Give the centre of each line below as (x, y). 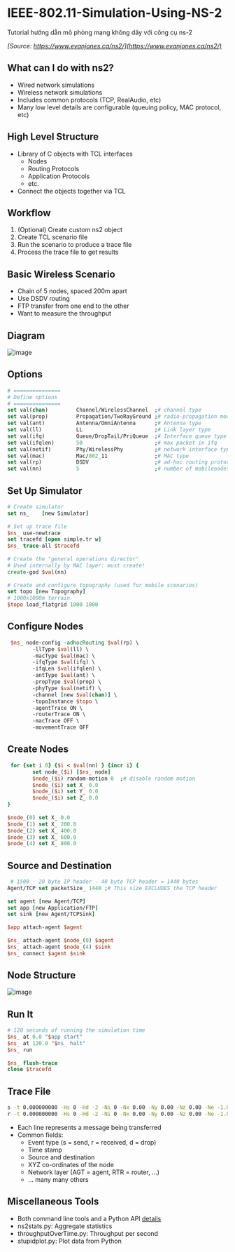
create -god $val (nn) (37, 572)
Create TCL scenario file (52, 237)
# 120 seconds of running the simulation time (76, 1030)
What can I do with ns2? (60, 68)
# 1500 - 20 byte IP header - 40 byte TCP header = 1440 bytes (104, 882)
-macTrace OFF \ (56, 721)
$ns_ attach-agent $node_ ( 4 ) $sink (59, 947)
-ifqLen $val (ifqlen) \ (67, 669)
